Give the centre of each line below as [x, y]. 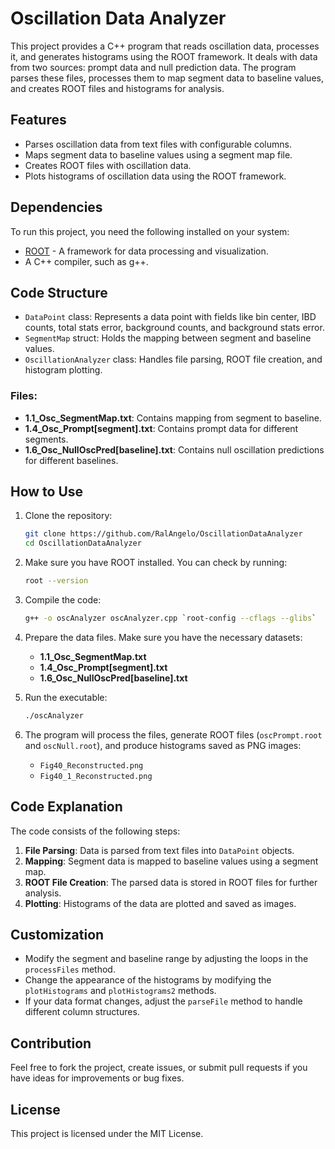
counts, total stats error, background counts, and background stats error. [174, 328]
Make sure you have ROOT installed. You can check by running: [156, 563]
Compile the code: [63, 600]
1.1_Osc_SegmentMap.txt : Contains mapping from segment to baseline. [173, 418]
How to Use [47, 492]
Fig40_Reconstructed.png [91, 765]
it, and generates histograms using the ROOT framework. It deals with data [164, 56]
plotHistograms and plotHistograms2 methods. [120, 991]
